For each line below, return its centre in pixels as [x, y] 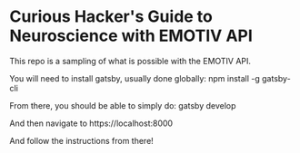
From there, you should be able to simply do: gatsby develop [123, 105]
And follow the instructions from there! [82, 140]
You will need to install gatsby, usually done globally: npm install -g [135, 78]
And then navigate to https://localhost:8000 [91, 123]
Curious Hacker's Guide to [111, 17]
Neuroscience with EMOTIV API [131, 36]
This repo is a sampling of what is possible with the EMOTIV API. [130, 61]
